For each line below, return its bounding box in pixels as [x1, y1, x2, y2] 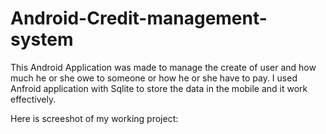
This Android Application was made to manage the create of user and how [10, 61, 317, 73]
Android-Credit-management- [10, 7, 268, 30]
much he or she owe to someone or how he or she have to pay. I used [10, 72, 298, 84]
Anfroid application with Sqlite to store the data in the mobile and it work [10, 82, 308, 94]
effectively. [10, 93, 57, 105]
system [10, 28, 74, 51]
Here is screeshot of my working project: [10, 112, 179, 124]
